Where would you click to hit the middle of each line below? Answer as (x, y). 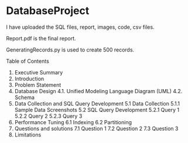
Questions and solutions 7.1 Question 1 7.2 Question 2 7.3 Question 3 (96, 128)
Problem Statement (38, 85)
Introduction (29, 79)
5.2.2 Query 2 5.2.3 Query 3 (48, 116)
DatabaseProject (48, 11)
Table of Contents (28, 61)
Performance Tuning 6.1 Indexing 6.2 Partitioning (73, 122)
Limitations (28, 135)
